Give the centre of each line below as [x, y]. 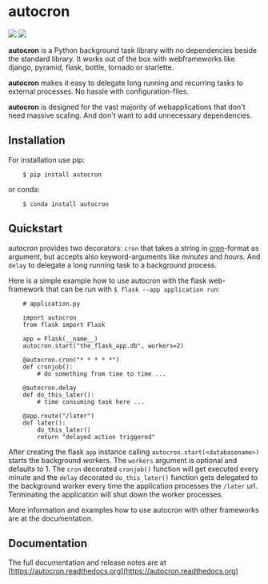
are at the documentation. [51, 518]
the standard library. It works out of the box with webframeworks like [122, 58]
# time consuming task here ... [91, 402]
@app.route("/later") [58, 416]
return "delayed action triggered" [96, 437]
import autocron [50, 318]
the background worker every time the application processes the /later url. [133, 485]
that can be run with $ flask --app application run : [133, 289]
